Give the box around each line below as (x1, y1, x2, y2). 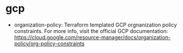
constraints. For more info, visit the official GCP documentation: (14, 27, 168, 34)
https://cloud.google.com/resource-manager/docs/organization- (14, 34, 171, 41)
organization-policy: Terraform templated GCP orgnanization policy (14, 21, 177, 28)
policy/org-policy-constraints (14, 40, 85, 47)
